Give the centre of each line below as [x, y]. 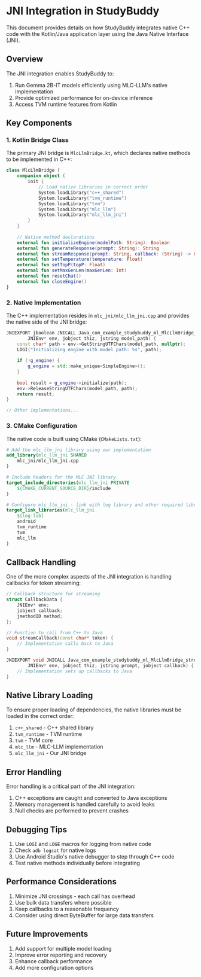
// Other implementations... [42, 410]
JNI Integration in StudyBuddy [83, 11]
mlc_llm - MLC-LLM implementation [59, 747]
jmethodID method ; [40, 616]
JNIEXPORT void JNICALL [36, 660]
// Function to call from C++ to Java [54, 632]
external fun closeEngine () [52, 281]
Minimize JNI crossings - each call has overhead [75, 896]
